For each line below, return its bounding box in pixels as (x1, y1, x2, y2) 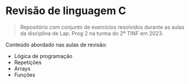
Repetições (14, 59, 42, 66)
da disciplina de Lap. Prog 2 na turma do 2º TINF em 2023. (19, 29, 163, 36)
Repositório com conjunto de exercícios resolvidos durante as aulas (19, 23, 185, 31)
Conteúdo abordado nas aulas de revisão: (5, 41, 107, 48)
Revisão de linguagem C (5, 4, 126, 18)
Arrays (14, 65, 31, 72)
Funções (14, 71, 36, 78)
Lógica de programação (14, 52, 73, 59)
